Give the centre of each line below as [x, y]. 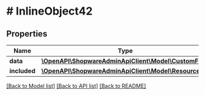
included [22, 71]
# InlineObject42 [49, 11]
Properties [27, 34]
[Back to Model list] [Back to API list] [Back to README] [76, 86]
